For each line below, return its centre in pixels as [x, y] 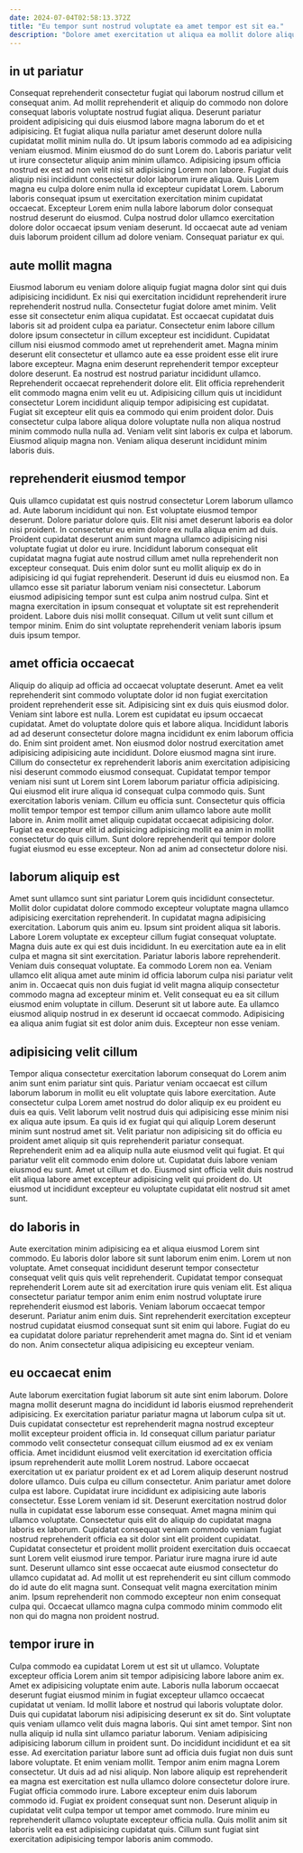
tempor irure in [52, 1645]
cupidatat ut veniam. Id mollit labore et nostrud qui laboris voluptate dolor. [147, 1704]
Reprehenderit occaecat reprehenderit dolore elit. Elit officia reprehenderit [147, 383]
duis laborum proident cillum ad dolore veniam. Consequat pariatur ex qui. [147, 237]
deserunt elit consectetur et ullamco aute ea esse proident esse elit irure [144, 354]
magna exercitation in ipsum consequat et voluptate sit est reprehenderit [144, 606]
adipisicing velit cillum [73, 1052]
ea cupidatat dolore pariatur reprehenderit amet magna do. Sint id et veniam [151, 1335]
